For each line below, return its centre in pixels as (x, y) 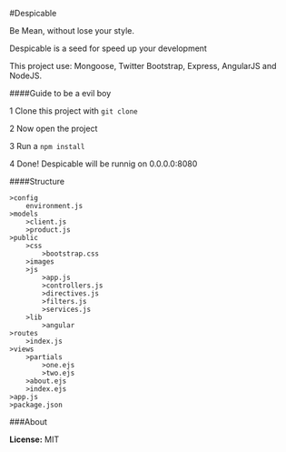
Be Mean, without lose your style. (72, 30)
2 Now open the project (54, 128)
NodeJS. (26, 75)
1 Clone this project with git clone (74, 111)
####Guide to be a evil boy (60, 93)
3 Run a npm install (47, 146)
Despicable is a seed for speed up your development (108, 48)
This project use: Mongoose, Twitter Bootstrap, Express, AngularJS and (143, 66)
